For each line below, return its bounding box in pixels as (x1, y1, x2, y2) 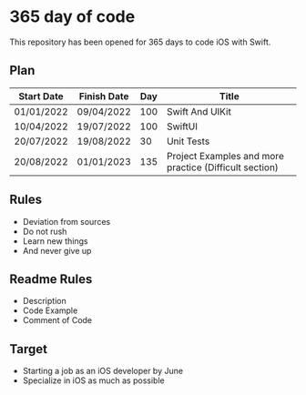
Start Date (17, 89, 64, 102)
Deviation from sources (22, 216, 111, 227)
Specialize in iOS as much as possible (22, 375, 166, 386)
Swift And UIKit (167, 105, 232, 117)
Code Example (22, 305, 78, 316)
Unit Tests (167, 135, 210, 147)
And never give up (22, 245, 92, 256)
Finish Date (78, 89, 129, 102)
